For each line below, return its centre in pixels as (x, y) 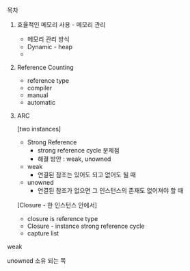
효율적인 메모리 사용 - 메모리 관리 (61, 25)
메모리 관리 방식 (48, 39)
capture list (43, 233)
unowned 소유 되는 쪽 (37, 261)
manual (38, 95)
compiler (40, 88)
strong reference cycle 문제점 (78, 150)
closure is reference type (63, 219)
